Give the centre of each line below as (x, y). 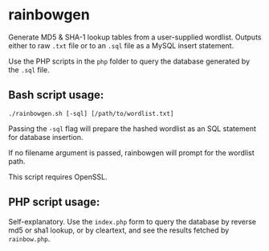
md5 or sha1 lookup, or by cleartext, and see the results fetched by (119, 230)
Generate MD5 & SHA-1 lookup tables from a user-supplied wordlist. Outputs (135, 37)
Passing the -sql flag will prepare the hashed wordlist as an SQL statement (132, 128)
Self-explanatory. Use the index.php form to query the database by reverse (132, 221)
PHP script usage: (54, 202)
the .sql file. (29, 69)
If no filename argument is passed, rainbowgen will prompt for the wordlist (131, 152)
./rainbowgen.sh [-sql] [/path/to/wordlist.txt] (91, 113)
